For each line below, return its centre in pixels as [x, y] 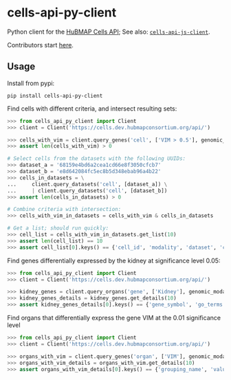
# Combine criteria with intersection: [64, 210]
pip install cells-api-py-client [55, 96]
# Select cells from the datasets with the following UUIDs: [97, 159]
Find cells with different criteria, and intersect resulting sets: [92, 109]
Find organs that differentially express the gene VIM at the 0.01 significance [114, 318]
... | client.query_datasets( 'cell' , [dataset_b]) [87, 190]
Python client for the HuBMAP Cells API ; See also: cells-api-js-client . [109, 32]
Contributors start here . [41, 45]
